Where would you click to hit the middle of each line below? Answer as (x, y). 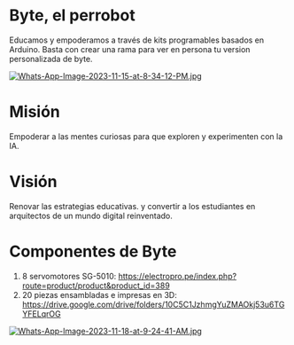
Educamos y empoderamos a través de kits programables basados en (137, 40)
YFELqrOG (41, 314)
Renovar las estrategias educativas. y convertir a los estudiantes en (132, 206)
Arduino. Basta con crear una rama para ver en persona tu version (130, 49)
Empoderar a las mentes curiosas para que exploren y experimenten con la (146, 136)
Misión (35, 112)
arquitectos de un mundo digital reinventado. (91, 216)
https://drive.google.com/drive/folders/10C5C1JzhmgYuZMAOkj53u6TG (153, 304)
